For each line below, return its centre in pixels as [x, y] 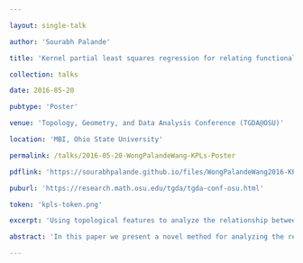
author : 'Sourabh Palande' [60, 41]
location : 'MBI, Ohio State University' [87, 140]
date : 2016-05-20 [42, 91]
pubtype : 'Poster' [44, 107]
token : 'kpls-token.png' [56, 204]
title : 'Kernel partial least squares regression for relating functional [153, 58]
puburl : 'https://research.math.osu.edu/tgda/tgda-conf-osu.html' [137, 188]
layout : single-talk [48, 25]
